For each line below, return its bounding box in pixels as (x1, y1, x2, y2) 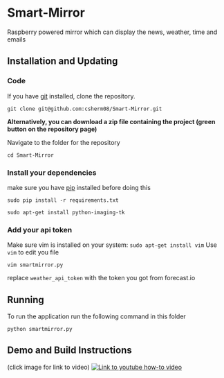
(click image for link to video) (7, 363, 90, 371)
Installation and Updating (7, 55, 118, 67)
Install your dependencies (7, 168, 97, 178)
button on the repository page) (7, 125, 97, 133)
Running (7, 293, 45, 306)
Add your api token (7, 225, 73, 234)
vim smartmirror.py (7, 261, 64, 268)
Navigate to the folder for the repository (7, 138, 121, 146)
